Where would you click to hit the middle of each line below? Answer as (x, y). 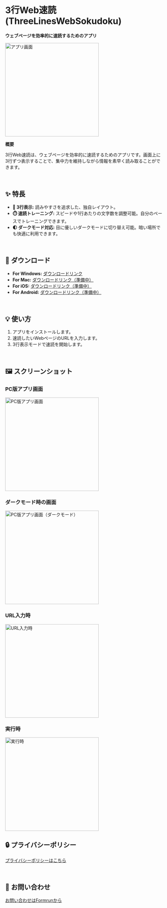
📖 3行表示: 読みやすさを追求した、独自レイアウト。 (65, 207)
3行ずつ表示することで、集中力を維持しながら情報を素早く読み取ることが (81, 161)
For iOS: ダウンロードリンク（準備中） (52, 286)
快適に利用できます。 (39, 233)
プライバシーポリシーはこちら (36, 860)
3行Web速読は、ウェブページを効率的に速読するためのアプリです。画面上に (83, 155)
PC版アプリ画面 (24, 389)
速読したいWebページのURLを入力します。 (56, 338)
